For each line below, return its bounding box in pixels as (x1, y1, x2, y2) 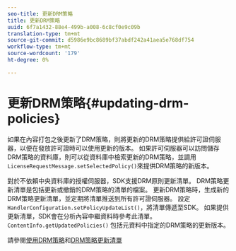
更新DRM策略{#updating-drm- (7, 95, 189, 111)
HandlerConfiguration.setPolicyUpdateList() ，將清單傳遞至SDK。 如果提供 (7, 203, 230, 211)
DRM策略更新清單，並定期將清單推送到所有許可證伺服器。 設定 (7, 194, 191, 202)
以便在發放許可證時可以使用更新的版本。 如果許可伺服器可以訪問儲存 (19, 144, 220, 152)
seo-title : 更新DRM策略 (7, 10, 73, 18)
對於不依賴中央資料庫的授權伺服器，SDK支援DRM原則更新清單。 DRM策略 (7, 176, 223, 185)
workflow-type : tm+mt (7, 43, 71, 50)
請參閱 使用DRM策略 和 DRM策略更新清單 (7, 235, 122, 244)
